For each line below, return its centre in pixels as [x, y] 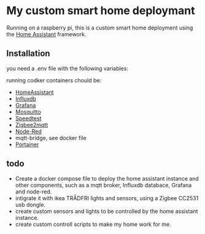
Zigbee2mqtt [32, 125]
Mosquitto [28, 112]
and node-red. [33, 192]
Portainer [27, 144]
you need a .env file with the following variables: [68, 68]
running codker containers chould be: [54, 80]
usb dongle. [30, 205]
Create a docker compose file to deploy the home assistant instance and [107, 178]
